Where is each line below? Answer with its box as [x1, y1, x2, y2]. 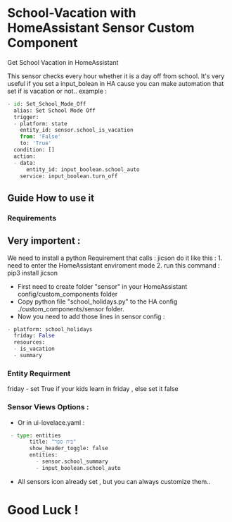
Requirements [7, 213, 57, 223]
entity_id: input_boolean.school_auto [25, 166, 140, 173]
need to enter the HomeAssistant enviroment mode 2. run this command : [7, 261, 220, 269]
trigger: [13, 113, 39, 120]
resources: [13, 339, 46, 346]
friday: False [13, 333, 55, 340]
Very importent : [7, 235, 81, 247]
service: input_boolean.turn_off [20, 173, 118, 180]
